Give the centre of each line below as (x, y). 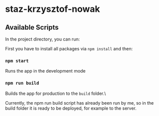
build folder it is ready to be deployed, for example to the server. (71, 108)
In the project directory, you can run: (42, 39)
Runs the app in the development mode (45, 71)
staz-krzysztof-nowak (53, 9)
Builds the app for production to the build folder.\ (56, 93)
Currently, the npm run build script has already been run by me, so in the (79, 103)
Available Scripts (32, 27)
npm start (17, 61)
